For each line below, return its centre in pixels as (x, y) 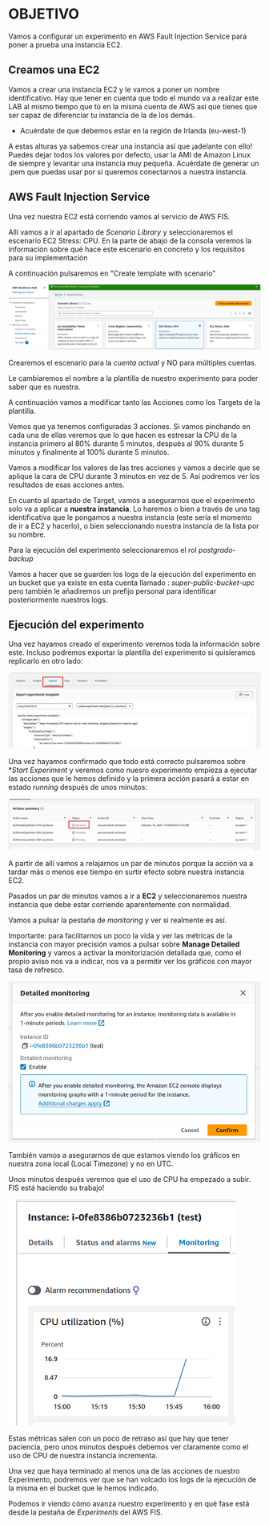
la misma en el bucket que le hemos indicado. (84, 1488)
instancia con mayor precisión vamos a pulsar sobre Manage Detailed (124, 944)
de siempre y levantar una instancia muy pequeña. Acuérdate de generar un (134, 163)
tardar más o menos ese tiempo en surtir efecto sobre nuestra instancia (126, 872)
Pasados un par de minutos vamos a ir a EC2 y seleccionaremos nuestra (128, 896)
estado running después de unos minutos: (78, 787)
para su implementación (48, 257)
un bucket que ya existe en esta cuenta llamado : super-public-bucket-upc (132, 583)
